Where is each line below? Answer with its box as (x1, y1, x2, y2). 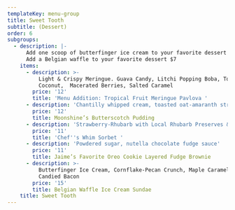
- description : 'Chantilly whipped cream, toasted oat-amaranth (25, 101, 218, 108)
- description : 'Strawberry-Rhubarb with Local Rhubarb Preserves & (25, 120, 230, 128)
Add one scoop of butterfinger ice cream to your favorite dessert (25, 50, 227, 57)
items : (20, 62, 39, 69)
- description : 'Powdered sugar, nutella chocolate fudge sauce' (25, 141, 220, 148)
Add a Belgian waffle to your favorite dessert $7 (25, 56, 177, 63)
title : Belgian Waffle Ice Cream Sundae (32, 186, 152, 193)
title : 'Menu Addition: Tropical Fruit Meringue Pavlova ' (32, 95, 208, 102)
